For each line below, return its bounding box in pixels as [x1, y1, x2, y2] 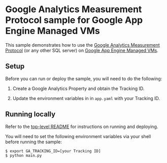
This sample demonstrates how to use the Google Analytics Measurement [5, 42, 160, 48]
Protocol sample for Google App [5, 14, 143, 26]
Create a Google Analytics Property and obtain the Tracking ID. [12, 85, 145, 91]
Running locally [5, 110, 56, 119]
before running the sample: [5, 139, 62, 145]
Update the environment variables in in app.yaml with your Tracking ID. [12, 95, 160, 101]
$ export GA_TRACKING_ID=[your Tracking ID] [5, 148, 101, 153]
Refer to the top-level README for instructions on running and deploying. [5, 123, 158, 129]
